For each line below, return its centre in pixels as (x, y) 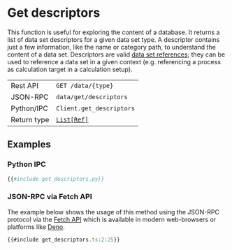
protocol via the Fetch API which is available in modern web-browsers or (112, 219)
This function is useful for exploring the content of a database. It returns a (114, 32)
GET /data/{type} (85, 86)
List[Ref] (72, 119)
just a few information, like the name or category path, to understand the (112, 47)
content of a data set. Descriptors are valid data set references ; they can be (116, 54)
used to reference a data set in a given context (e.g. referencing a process (114, 61)
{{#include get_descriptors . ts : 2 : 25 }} (64, 240)
